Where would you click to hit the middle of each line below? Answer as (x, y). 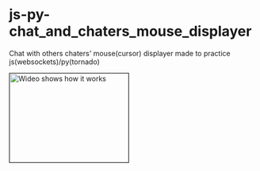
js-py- (30, 15)
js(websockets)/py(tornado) (54, 62)
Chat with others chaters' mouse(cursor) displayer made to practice (120, 53)
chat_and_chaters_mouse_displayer (130, 31)
